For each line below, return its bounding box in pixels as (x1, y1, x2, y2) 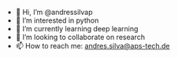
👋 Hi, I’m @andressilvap (15, 8, 93, 16)
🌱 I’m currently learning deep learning (15, 24, 139, 33)
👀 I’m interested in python (15, 16, 99, 25)
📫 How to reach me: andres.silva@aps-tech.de (15, 42, 171, 50)
